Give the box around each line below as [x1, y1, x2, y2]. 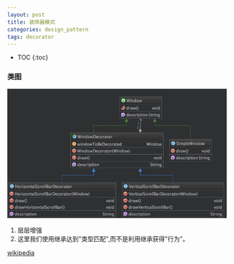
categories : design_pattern [7, 26, 89, 33]
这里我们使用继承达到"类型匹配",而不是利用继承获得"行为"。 [17, 234, 189, 243]
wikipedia [7, 248, 35, 257]
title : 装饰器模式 [7, 18, 56, 26]
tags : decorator [7, 33, 54, 40]
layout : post [7, 11, 45, 18]
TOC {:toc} [17, 53, 49, 62]
